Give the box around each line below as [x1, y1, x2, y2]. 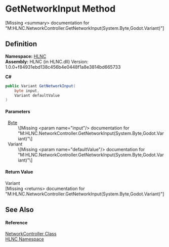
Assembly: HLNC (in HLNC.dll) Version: [5, 59, 89, 65]
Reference [5, 219, 28, 225]
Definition [5, 40, 37, 48]
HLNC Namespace [5, 236, 44, 242]
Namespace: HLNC [5, 53, 47, 59]
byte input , [14, 88, 39, 93]
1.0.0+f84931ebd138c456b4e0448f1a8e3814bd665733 [5, 64, 121, 70]
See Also [5, 206, 34, 214]
